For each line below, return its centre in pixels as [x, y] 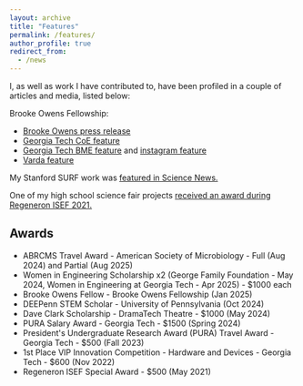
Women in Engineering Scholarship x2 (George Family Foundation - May [158, 275]
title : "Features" [44, 26]
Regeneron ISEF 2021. [51, 205]
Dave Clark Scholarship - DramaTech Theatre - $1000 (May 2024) [146, 313]
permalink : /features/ [52, 35]
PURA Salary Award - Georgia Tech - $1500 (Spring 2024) [131, 323]
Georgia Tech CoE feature [71, 141]
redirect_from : [38, 52]
